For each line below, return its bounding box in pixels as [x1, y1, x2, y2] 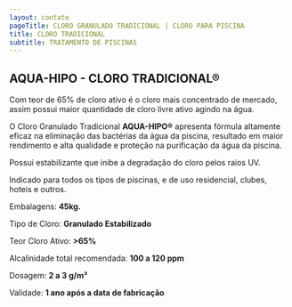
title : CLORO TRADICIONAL [9, 29, 105, 38]
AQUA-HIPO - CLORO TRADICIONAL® [9, 70, 220, 85]
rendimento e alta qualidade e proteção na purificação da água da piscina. [9, 140, 282, 151]
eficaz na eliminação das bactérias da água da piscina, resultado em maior [9, 131, 283, 141]
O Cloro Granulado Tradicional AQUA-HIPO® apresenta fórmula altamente [9, 121, 281, 132]
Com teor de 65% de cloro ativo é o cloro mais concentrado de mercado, [9, 94, 278, 105]
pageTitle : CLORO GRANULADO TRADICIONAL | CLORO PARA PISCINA [9, 21, 245, 30]
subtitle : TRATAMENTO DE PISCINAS [9, 37, 138, 47]
